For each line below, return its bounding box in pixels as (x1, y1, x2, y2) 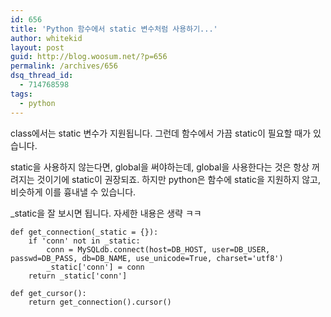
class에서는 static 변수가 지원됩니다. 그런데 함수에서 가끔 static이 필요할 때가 (10, 127, 312, 139)
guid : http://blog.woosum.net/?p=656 (10, 52, 168, 62)
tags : (10, 89, 33, 99)
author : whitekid (10, 33, 83, 43)
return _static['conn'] (28, 271, 128, 281)
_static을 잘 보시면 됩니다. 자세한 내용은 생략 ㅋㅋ (10, 207, 202, 219)
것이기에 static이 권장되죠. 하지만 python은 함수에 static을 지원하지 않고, (36, 173, 322, 185)
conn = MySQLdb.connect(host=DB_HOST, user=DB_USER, (46, 244, 271, 255)
